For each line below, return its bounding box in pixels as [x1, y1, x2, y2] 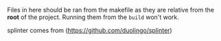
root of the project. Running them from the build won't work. [7, 13, 180, 21]
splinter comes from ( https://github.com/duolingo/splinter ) [7, 27, 173, 34]
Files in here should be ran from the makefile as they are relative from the [7, 6, 215, 14]
